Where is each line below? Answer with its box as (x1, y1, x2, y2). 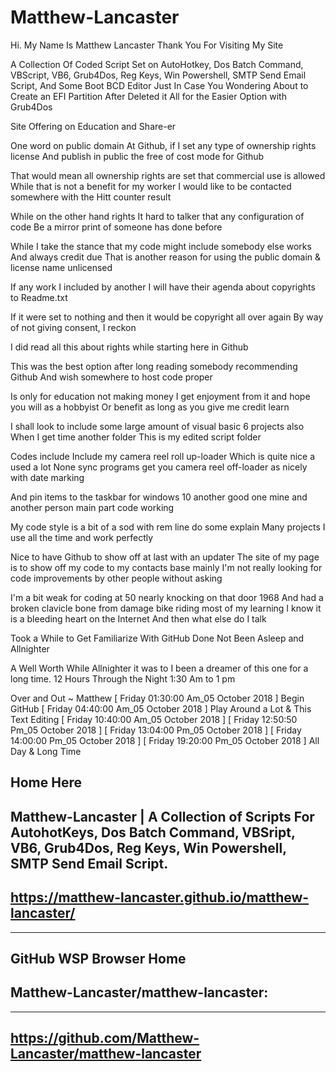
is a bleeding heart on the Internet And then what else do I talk (10, 612, 267, 625)
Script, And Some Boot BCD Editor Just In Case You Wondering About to (10, 79, 309, 91)
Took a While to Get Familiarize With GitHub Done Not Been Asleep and (10, 632, 305, 644)
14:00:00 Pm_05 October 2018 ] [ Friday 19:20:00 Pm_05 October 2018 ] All (10, 734, 320, 746)
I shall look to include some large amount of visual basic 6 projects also (10, 420, 305, 432)
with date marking (10, 471, 85, 483)
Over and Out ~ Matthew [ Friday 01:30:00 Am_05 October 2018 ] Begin (10, 692, 305, 704)
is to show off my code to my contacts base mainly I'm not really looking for (10, 561, 323, 573)
